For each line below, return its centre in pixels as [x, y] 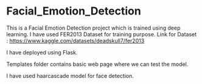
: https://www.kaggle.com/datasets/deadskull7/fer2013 [75, 40]
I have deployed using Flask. [42, 52]
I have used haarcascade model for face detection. [70, 76]
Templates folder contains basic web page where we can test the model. [97, 64]
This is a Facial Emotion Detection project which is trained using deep [93, 28]
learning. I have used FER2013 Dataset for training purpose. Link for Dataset [102, 34]
